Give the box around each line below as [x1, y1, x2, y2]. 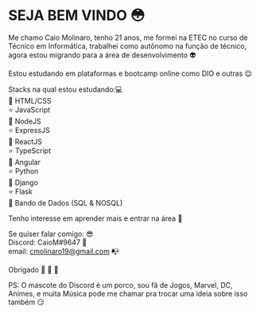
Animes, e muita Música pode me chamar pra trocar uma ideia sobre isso [8, 288, 248, 298]
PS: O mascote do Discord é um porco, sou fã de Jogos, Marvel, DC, [8, 280, 233, 289]
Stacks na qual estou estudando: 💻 [8, 84, 123, 94]
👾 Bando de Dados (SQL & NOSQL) [8, 198, 123, 207]
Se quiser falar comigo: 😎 [8, 229, 94, 238]
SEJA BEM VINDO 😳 [8, 6, 146, 25]
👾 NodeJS [8, 116, 41, 126]
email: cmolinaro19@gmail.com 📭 [8, 246, 119, 256]
